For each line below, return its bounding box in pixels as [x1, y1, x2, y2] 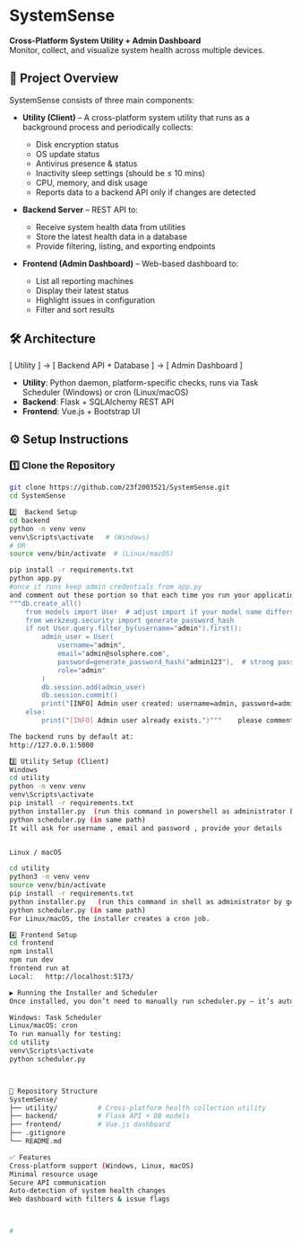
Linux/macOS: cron [9, 1021, 78, 1030]
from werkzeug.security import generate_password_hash [25, 616, 235, 625]
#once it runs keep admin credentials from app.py [9, 582, 202, 591]
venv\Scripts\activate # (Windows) [9, 532, 150, 542]
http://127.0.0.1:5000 [9, 741, 94, 750]
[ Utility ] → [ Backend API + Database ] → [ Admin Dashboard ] [9, 360, 244, 370]
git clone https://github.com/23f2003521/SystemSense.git [9, 483, 230, 493]
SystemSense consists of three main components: [9, 94, 195, 105]
